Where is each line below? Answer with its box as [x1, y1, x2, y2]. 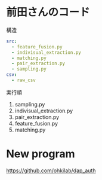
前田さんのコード [6, 5, 91, 19]
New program [6, 147, 76, 161]
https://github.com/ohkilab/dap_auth [6, 167, 96, 174]
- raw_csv [11, 77, 36, 84]
